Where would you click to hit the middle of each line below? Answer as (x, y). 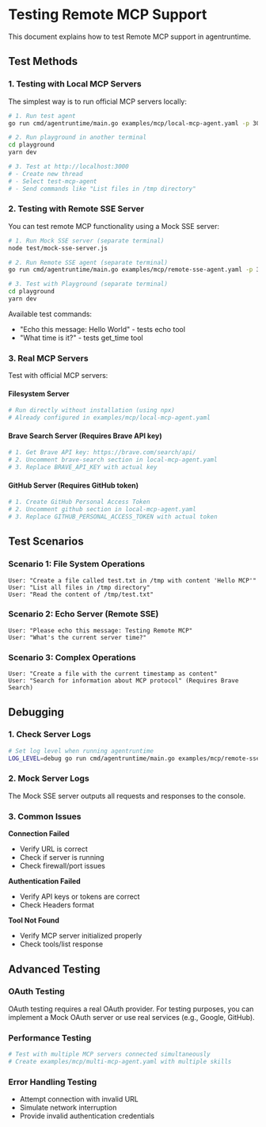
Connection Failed (39, 834)
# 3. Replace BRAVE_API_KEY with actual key (83, 468)
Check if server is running (62, 858)
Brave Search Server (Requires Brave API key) (85, 436)
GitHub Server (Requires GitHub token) (74, 485)
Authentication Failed (44, 881)
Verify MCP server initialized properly (81, 936)
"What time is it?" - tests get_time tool (82, 338)
